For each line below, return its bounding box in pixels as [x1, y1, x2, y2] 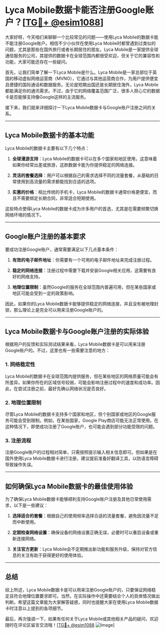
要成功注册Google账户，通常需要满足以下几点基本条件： [5, 246, 119, 252]
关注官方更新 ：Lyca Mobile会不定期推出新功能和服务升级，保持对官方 [12, 546, 153, 552]
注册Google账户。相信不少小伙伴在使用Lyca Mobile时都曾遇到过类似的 [13, 40, 156, 46]
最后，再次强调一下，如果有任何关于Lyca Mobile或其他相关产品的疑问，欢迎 [5, 616, 159, 622]
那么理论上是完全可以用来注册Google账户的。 [13, 307, 106, 313]
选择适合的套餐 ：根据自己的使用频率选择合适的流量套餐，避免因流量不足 [12, 513, 159, 519]
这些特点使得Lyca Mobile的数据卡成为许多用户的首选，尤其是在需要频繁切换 [5, 205, 159, 211]
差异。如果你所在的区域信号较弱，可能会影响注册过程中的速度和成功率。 [9, 379, 156, 385]
